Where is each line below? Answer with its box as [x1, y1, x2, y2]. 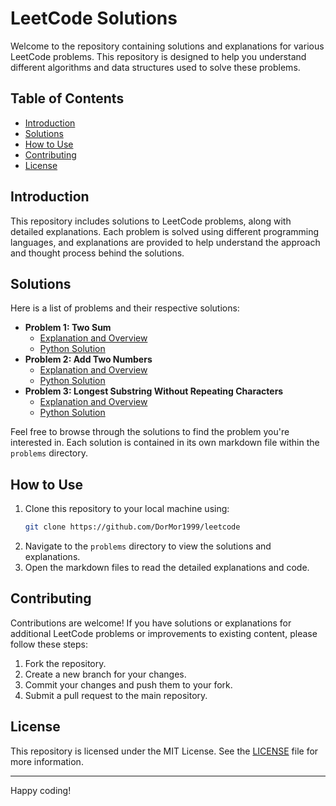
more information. [10, 755, 84, 767]
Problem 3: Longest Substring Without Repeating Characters [24, 385, 284, 397]
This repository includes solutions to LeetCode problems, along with [10, 215, 292, 227]
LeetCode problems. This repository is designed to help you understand [10, 50, 307, 62]
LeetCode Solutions [10, 7, 178, 30]
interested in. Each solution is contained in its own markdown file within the [10, 437, 320, 449]
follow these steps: [10, 638, 88, 650]
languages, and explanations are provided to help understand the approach [10, 236, 321, 248]
